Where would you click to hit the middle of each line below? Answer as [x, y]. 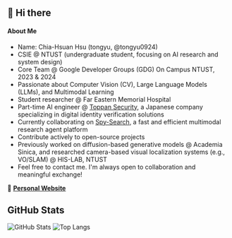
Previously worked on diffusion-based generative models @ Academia [120, 144]
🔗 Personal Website [37, 188]
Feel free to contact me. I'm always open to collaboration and [106, 167]
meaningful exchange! [50, 174]
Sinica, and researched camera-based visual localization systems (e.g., [121, 152]
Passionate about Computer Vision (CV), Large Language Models [112, 84]
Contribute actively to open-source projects [81, 137]
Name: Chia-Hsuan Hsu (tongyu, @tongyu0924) [88, 47]
